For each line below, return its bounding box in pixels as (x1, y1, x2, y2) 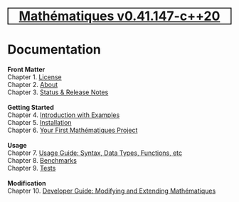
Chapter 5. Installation (7, 118, 72, 127)
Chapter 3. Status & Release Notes (7, 88, 109, 96)
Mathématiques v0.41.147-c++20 (18, 8, 221, 24)
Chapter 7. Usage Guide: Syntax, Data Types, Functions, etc (7, 148, 183, 157)
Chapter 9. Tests (7, 164, 56, 173)
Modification (7, 179, 46, 188)
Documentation (7, 41, 102, 58)
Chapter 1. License (7, 73, 62, 81)
